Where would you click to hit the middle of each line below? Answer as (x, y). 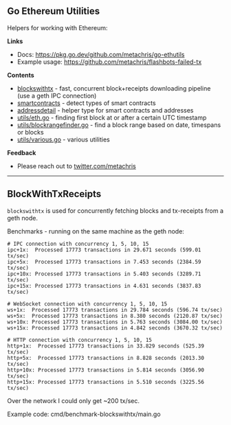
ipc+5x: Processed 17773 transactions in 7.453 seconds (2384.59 (104, 262)
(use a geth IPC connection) (57, 95)
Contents (21, 75)
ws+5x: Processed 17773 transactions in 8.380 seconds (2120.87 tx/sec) (115, 316)
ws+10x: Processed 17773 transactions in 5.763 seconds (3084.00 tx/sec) (115, 322)
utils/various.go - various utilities (63, 139)
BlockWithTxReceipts (54, 194)
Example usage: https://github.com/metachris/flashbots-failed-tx (109, 62)
